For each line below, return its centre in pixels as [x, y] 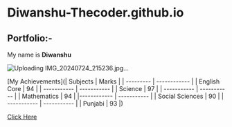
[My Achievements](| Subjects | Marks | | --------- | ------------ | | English [114, 81]
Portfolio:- [30, 38]
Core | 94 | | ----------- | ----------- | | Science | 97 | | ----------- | [103, 89]
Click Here [22, 117]
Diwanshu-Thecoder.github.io [96, 13]
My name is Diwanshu [39, 55]
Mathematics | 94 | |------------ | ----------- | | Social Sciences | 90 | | [123, 96]
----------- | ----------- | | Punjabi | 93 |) [65, 104]
